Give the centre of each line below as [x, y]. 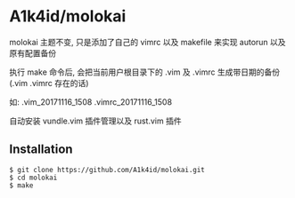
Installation [41, 150]
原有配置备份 [33, 53]
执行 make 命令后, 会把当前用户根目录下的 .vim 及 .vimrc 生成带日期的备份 [145, 72]
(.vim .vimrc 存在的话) [49, 83]
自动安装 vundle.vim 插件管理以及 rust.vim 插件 [95, 121]
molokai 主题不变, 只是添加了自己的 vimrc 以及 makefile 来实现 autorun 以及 [148, 42]
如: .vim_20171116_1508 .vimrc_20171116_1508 [90, 102]
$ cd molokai [33, 178]
